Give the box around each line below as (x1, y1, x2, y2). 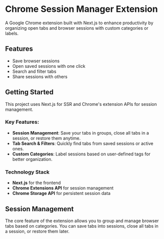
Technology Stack (5, 168, 50, 175)
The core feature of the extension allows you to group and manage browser (5, 218, 159, 224)
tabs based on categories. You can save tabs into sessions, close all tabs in (5, 223, 159, 229)
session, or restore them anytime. (12, 135, 81, 141)
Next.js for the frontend (12, 180, 61, 186)
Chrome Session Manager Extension (5, 3, 158, 15)
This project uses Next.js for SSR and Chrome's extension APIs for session (5, 101, 157, 107)
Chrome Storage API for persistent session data (12, 191, 111, 196)
